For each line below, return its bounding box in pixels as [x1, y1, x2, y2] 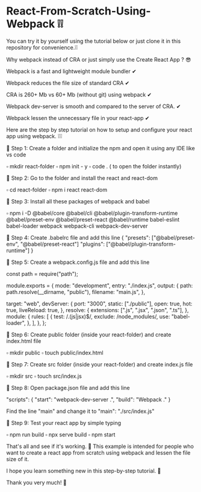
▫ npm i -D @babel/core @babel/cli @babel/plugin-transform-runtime [6, 209, 178, 217]
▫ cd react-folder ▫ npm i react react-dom [6, 186, 108, 193]
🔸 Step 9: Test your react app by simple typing [6, 419, 122, 426]
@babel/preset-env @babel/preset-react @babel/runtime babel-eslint [6, 216, 180, 223]
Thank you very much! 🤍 [6, 479, 67, 486]
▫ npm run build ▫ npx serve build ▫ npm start [6, 430, 116, 438]
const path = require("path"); [6, 270, 78, 277]
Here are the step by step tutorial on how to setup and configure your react [6, 126, 193, 133]
